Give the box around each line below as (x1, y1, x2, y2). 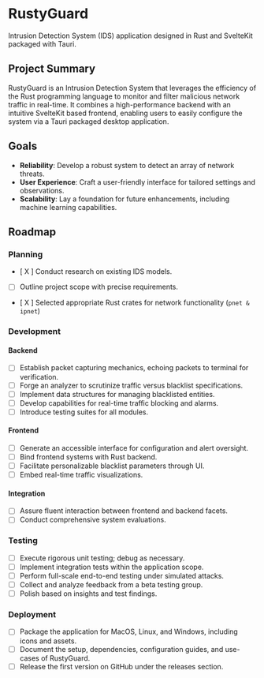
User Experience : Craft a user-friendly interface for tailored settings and (19, 177, 256, 186)
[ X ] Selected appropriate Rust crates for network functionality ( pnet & (19, 298, 250, 308)
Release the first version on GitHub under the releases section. (19, 661, 224, 671)
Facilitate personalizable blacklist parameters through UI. (19, 461, 205, 470)
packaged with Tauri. (8, 39, 76, 48)
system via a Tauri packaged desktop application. (8, 116, 169, 126)
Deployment (8, 609, 57, 620)
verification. (19, 372, 59, 381)
